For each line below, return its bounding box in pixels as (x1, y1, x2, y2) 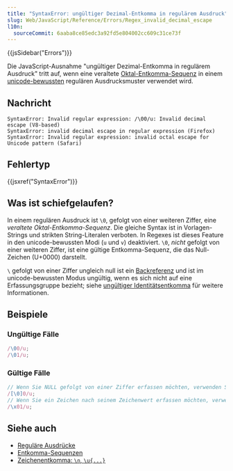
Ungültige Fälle (7, 330, 60, 339)
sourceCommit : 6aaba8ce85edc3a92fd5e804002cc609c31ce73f (13, 29, 182, 37)
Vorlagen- (183, 223, 213, 232)
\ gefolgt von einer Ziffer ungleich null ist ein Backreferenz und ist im (7, 266, 204, 275)
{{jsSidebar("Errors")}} (7, 49, 73, 57)
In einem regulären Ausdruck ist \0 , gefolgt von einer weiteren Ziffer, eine (7, 216, 217, 224)
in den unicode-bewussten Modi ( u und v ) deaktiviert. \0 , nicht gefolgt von (7, 238, 220, 246)
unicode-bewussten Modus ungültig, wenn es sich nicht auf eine (7, 273, 193, 282)
